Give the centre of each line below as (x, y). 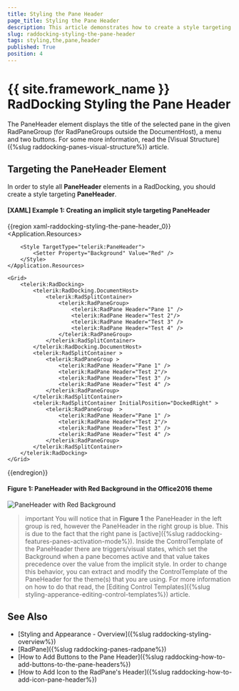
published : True (31, 47)
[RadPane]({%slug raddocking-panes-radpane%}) (92, 649)
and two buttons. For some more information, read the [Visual (98, 139)
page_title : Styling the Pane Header (63, 21)
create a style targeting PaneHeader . (62, 194)
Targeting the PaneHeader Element (87, 170)
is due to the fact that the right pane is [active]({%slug (105, 534)
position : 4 (25, 54)
